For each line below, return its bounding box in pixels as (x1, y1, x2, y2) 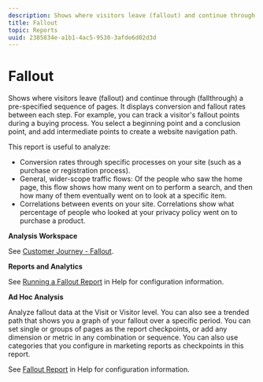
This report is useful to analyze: (8, 143, 111, 152)
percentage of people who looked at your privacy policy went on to (19, 208, 238, 217)
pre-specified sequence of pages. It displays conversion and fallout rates (8, 102, 246, 111)
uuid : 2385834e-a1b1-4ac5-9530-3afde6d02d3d (8, 33, 157, 42)
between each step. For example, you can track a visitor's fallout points (8, 110, 240, 120)
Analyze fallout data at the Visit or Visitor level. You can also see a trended (8, 308, 250, 317)
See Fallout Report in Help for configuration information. (8, 365, 191, 374)
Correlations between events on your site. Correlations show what (19, 199, 235, 209)
